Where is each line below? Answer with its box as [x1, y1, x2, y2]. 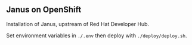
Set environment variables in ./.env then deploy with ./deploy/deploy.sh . [6, 32, 187, 39]
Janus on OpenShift [6, 5, 82, 15]
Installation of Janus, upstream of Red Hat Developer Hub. [6, 20, 150, 27]
